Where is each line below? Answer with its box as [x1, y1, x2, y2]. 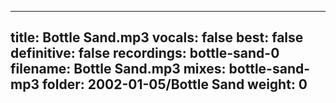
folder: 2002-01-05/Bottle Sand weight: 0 [41, 76, 308, 93]
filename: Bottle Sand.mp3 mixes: [10, 61, 227, 78]
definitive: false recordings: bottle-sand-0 [10, 45, 280, 62]
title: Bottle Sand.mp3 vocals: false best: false [10, 29, 304, 46]
